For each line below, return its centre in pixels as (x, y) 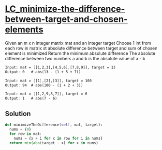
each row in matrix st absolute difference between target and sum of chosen (81, 48)
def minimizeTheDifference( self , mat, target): (54, 125)
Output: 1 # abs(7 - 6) (31, 99)
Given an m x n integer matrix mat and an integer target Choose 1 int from (78, 43)
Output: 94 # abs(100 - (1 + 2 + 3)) (44, 85)
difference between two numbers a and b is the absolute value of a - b (75, 58)
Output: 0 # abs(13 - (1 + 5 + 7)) (43, 72)
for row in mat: (26, 134)
